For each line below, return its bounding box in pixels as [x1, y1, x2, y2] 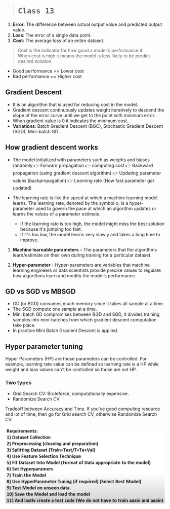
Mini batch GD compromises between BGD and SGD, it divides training [12, 311, 160, 317]
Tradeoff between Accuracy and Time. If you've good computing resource [5, 406, 160, 412]
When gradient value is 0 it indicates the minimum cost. [12, 118, 129, 124]
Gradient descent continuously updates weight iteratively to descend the [12, 106, 164, 113]
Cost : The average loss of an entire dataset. [12, 38, 105, 44]
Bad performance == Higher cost [12, 73, 82, 79]
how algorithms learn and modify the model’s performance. [12, 272, 137, 278]
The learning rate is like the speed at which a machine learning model [12, 195, 158, 201]
